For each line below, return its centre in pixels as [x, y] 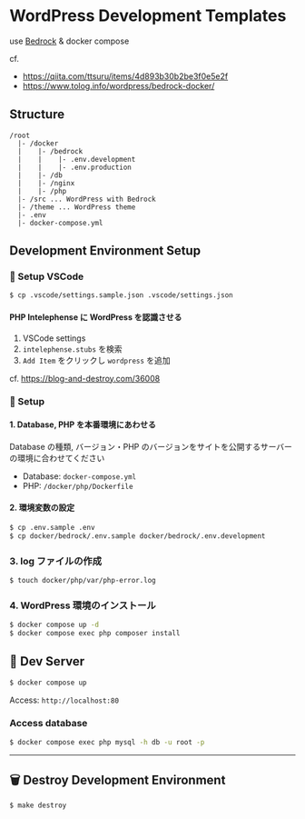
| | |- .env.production [74, 167]
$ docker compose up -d [54, 625]
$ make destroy [38, 805]
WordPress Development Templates [148, 16]
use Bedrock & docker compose [69, 41]
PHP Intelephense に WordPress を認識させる [96, 317]
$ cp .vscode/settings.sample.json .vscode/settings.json [121, 295]
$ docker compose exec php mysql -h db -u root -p [107, 742]
